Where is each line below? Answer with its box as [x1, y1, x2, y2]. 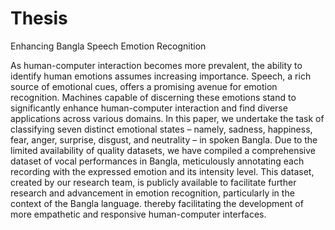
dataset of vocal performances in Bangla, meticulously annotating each [10, 155, 305, 167]
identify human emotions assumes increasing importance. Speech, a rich [10, 70, 312, 82]
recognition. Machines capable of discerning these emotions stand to [10, 91, 297, 103]
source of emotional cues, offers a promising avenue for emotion [10, 80, 278, 92]
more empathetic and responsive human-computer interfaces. [10, 208, 267, 220]
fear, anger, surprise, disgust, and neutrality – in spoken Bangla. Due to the [10, 133, 318, 146]
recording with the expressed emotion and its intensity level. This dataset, [10, 165, 315, 177]
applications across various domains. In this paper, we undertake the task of [10, 112, 325, 124]
